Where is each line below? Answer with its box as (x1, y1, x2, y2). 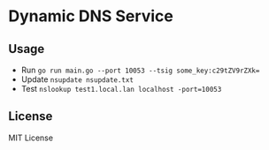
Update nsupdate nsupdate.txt (20, 74, 134, 85)
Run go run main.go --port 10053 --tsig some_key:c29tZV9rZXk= (20, 64, 260, 75)
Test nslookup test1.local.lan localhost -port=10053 (20, 84, 222, 94)
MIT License (8, 132, 54, 143)
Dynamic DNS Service (8, 6, 173, 26)
